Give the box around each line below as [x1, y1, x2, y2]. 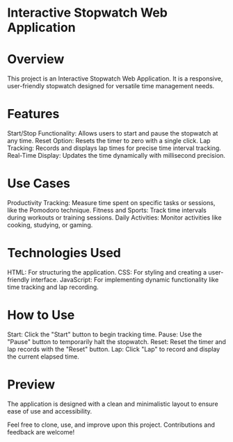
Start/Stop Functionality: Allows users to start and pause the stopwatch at [7, 129, 218, 138]
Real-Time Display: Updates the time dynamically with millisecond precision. [7, 152, 226, 160]
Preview [7, 377, 56, 393]
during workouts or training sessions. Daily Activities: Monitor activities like [7, 213, 222, 222]
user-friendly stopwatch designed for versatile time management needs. [7, 82, 215, 90]
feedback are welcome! [7, 427, 75, 436]
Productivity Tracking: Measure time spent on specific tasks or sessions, [7, 199, 216, 206]
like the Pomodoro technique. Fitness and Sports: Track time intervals [7, 206, 207, 214]
